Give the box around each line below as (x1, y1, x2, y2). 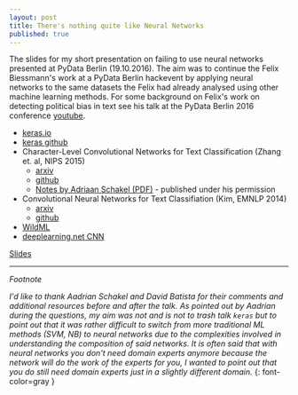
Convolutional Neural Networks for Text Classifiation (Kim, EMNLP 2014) (21, 194, 287, 204)
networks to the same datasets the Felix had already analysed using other (9, 82, 279, 93)
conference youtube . (9, 110, 86, 121)
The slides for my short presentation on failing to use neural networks (9, 54, 264, 65)
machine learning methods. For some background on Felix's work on (9, 91, 260, 102)
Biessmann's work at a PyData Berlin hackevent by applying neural (9, 73, 254, 83)
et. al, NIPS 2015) (21, 156, 86, 167)
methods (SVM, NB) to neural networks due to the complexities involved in (9, 329, 282, 340)
